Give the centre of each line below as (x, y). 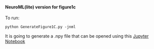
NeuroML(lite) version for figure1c (41, 7)
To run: (12, 18)
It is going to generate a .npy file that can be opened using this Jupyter (77, 36)
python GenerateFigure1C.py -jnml (41, 27)
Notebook (15, 42)
